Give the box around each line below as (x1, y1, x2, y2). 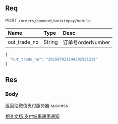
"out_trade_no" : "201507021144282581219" (10, 56, 98, 62)
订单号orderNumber (63, 39, 110, 46)
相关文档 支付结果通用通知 (5, 113, 60, 119)
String (43, 38, 58, 45)
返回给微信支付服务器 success (5, 103, 68, 109)
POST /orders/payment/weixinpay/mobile (5, 17, 91, 23)
